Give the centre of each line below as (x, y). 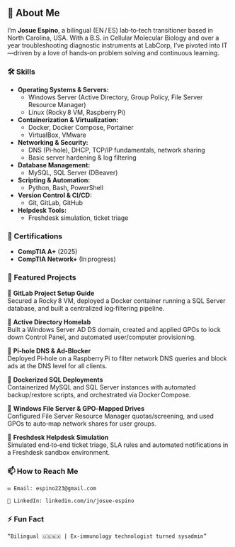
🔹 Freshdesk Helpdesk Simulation (58, 437)
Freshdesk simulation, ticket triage (78, 218)
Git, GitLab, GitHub (56, 203)
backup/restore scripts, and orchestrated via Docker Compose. (99, 394)
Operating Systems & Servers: (63, 90)
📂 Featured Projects (42, 277)
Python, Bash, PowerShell (66, 188)
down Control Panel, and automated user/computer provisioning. (102, 337)
